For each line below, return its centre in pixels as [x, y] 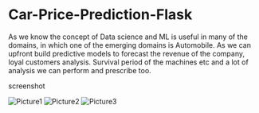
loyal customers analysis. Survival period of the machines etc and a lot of [128, 62]
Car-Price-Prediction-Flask [100, 15]
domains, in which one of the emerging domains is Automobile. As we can [129, 45]
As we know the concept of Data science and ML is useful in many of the [128, 37]
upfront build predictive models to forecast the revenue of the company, [127, 53]
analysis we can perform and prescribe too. [80, 70]
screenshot [27, 86]
